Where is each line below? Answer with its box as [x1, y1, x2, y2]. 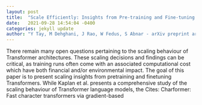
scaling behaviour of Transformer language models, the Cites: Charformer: [6, 86, 191, 93]
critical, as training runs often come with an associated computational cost [6, 61, 191, 68]
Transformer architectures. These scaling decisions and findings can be [6, 54, 185, 61]
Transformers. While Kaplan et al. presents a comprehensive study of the [6, 79, 188, 87]
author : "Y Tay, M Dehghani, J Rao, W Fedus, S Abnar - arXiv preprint [6, 31, 189, 37]
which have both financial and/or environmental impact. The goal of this [6, 67, 185, 74]
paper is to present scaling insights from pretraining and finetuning [6, 73, 172, 80]
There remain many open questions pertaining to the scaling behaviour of [6, 47, 188, 55]
